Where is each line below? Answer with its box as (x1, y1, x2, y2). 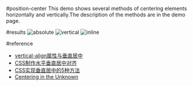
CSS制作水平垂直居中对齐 (14, 60, 77, 66)
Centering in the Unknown (14, 73, 78, 80)
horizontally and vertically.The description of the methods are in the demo (6, 11, 185, 18)
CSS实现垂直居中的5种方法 (14, 67, 81, 74)
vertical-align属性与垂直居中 (14, 52, 84, 59)
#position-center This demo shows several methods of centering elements (6, 5, 187, 12)
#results (6, 29, 26, 36)
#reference (6, 40, 34, 47)
